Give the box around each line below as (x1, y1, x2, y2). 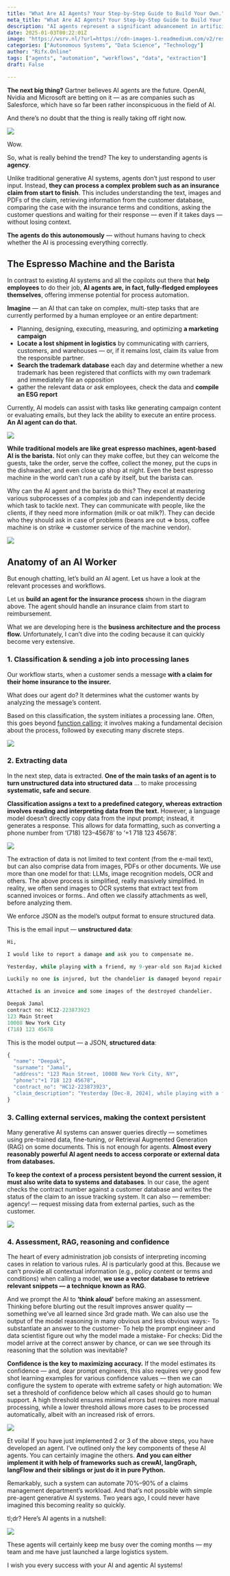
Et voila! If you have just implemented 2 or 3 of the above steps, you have (7, 1437, 214, 1445)
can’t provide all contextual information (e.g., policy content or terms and (7, 1267, 213, 1275)
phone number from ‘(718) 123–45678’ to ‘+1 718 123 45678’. (7, 828, 177, 837)
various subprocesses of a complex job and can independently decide (7, 494, 205, 502)
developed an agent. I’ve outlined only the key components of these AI (7, 1444, 207, 1452)
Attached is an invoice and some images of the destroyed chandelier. (7, 988, 213, 995)
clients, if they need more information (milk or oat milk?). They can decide (7, 509, 216, 517)
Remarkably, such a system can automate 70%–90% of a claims (7, 1479, 188, 1487)
